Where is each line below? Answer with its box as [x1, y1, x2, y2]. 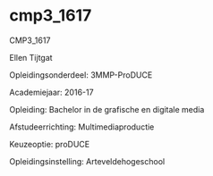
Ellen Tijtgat [9, 52, 53, 63]
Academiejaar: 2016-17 [9, 87, 94, 97]
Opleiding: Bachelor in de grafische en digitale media [9, 104, 205, 114]
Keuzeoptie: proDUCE [9, 138, 90, 149]
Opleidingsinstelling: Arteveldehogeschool [9, 155, 166, 166]
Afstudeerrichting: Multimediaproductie [9, 122, 155, 132]
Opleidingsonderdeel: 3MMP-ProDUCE [9, 69, 153, 80]
